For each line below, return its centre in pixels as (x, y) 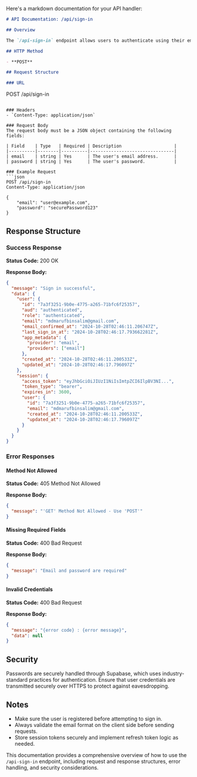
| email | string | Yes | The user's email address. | (91, 156)
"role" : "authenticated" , (53, 316)
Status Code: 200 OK (32, 261)
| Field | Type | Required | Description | (91, 146)
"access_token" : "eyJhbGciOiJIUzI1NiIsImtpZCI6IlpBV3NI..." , (98, 381)
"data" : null (27, 636)
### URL (16, 83)
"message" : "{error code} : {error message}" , (69, 630)
